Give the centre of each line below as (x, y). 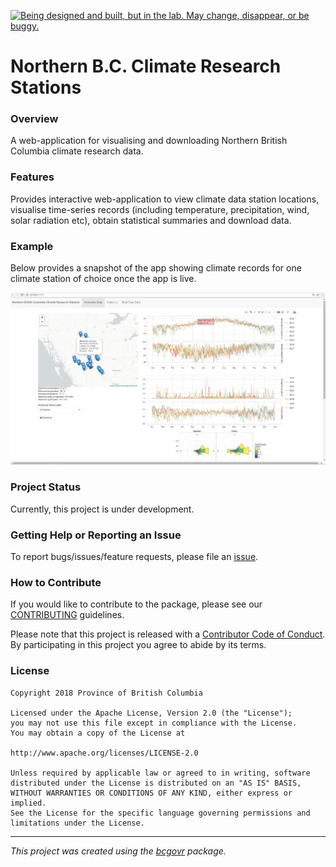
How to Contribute (56, 582)
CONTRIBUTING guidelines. (67, 615)
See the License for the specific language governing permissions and (160, 813)
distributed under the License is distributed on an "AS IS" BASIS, (156, 783)
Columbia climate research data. (77, 151)
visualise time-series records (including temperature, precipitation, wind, (160, 209)
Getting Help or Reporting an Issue (96, 535)
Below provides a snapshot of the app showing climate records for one (156, 268)
